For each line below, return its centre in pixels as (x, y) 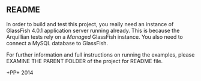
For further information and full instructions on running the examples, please (100, 54)
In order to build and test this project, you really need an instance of (90, 24)
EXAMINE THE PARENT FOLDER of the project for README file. (85, 61)
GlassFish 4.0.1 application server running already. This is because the (93, 30)
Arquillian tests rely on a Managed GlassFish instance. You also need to (94, 37)
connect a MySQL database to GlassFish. (57, 43)
